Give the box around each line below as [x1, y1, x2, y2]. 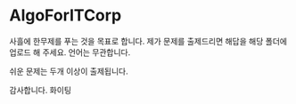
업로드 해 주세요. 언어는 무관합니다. [9, 46, 131, 58]
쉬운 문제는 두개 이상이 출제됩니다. [9, 66, 128, 76]
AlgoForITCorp [9, 5, 122, 26]
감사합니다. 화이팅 [9, 84, 72, 95]
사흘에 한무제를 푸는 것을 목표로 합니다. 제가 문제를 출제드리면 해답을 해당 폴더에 [9, 36, 288, 46]
